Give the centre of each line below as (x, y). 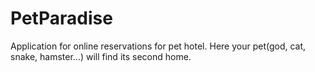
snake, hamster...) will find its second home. (101, 56)
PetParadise (61, 18)
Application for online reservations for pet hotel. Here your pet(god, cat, (158, 46)
